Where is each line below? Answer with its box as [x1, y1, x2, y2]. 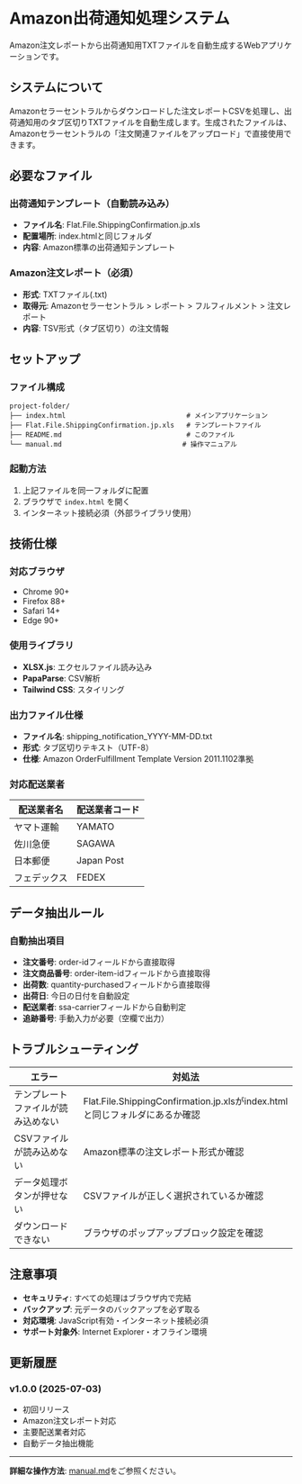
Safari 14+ [22, 605, 61, 617]
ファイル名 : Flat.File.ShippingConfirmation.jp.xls [22, 220, 200, 231]
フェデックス [13, 872, 68, 884]
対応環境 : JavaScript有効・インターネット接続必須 [22, 1315, 209, 1326]
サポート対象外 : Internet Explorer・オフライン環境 [22, 1326, 208, 1337]
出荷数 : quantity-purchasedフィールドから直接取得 [22, 979, 211, 990]
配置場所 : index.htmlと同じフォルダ [22, 231, 153, 241]
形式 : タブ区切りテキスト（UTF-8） [22, 742, 155, 753]
